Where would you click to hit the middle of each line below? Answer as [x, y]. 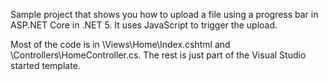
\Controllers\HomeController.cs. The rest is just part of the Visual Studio [158, 55]
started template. [45, 65]
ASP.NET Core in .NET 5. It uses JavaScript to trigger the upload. [144, 25]
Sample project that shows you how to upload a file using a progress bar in [164, 14]
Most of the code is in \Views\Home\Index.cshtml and [120, 44]
